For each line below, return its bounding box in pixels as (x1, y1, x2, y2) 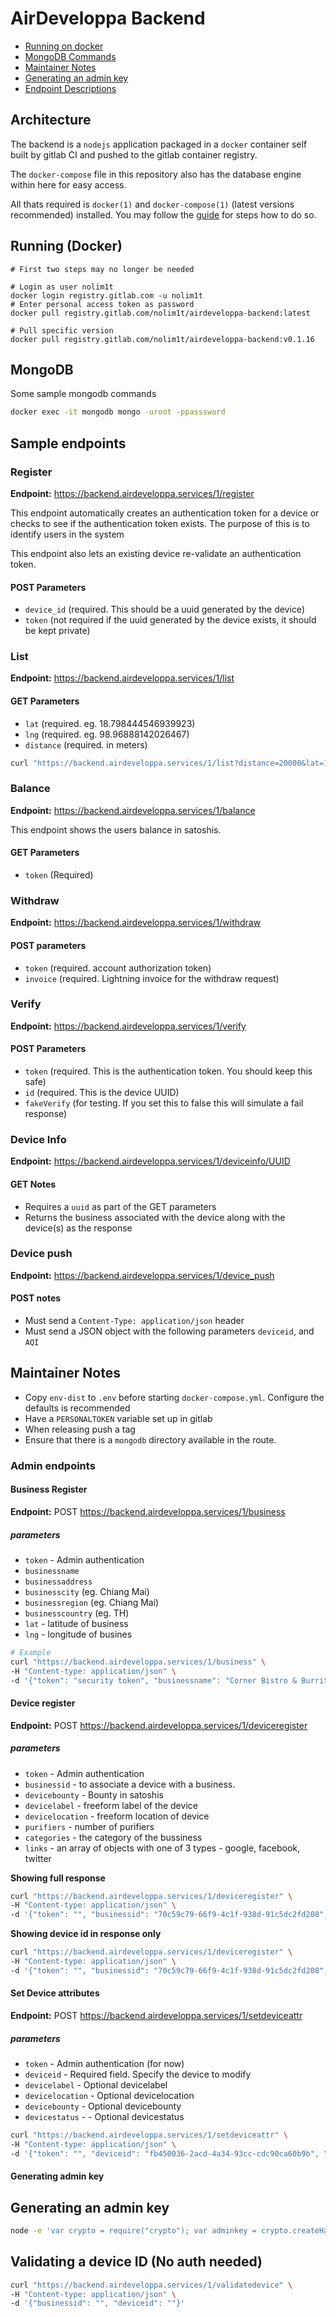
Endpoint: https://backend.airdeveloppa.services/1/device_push (10, 1269, 275, 1281)
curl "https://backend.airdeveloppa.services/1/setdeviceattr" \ (10, 2130, 288, 2141)
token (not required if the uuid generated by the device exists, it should (24, 614, 317, 626)
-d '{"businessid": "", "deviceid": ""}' (10, 2298, 186, 2309)
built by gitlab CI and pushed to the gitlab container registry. (10, 148, 258, 161)
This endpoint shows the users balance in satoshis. (10, 823, 222, 836)
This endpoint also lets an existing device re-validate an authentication (10, 547, 302, 559)
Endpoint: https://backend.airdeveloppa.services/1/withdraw (10, 917, 262, 929)
